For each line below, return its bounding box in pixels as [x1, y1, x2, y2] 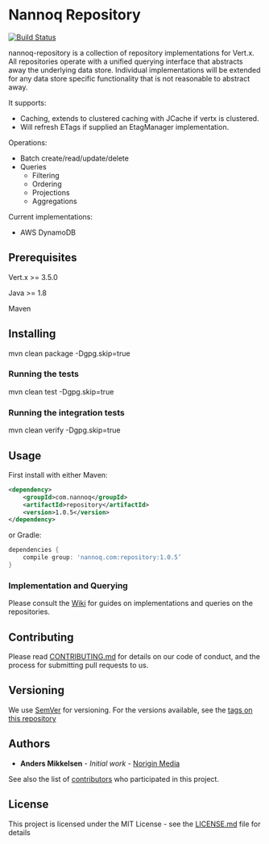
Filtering [31, 170, 60, 180]
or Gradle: [8, 530, 42, 540]
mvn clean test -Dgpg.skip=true [8, 386, 114, 396]
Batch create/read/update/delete [19, 153, 129, 163]
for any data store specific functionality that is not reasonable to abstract [8, 73, 250, 83]
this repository [8, 713, 56, 723]
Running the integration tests [8, 407, 125, 418]
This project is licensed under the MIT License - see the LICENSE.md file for [8, 819, 261, 829]
